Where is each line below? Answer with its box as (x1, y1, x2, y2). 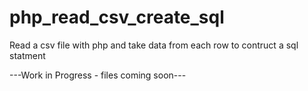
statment (9, 49, 46, 61)
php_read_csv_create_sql (9, 6, 225, 29)
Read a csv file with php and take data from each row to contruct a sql (9, 39, 299, 51)
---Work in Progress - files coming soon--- (9, 69, 187, 81)
